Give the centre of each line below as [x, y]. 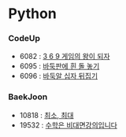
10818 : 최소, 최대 [46, 115]
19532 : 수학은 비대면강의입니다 [69, 125]
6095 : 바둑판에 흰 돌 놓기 [59, 66]
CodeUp [24, 39]
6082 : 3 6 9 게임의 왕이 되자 [65, 57]
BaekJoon [28, 97]
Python [32, 14]
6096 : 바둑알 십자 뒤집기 [59, 76]
